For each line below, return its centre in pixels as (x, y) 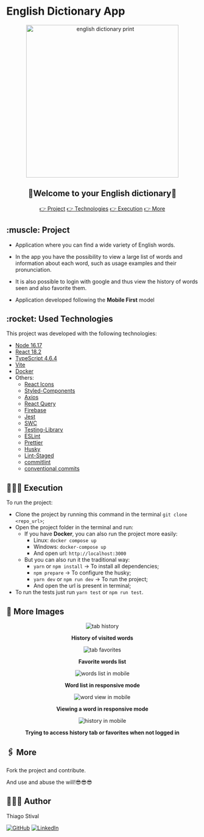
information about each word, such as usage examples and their (96, 263)
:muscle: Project (38, 230)
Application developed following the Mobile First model (85, 300)
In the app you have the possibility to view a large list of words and (99, 256)
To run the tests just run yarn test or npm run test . (79, 592)
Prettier (33, 443)
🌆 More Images (35, 611)
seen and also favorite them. (51, 288)
